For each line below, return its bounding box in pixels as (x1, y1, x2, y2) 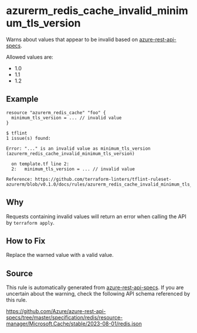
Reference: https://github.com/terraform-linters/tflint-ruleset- (6, 176, 172, 182)
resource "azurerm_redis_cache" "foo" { (6, 109, 107, 115)
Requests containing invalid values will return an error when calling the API (6, 212, 186, 220)
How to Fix (6, 236, 46, 246)
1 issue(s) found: (6, 135, 51, 141)
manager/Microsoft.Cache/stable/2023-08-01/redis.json (6, 320, 142, 327)
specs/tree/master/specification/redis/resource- (6, 314, 123, 321)
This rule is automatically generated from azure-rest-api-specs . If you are (6, 284, 184, 291)
